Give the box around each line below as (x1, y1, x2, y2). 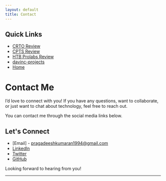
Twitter (12, 151, 27, 157)
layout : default (5, 7, 39, 12)
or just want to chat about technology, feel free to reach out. (5, 103, 127, 109)
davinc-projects (12, 59, 45, 65)
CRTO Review (12, 43, 41, 49)
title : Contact (5, 12, 37, 17)
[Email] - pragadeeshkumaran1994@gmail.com (12, 140, 109, 146)
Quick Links (5, 30, 42, 39)
